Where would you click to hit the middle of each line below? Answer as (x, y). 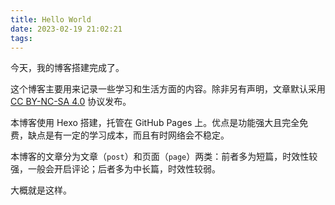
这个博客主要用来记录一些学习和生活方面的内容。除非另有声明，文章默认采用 (168, 89)
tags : (21, 38)
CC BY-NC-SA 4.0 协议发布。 (71, 102)
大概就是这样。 (41, 190)
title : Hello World (51, 19)
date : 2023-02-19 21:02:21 (66, 29)
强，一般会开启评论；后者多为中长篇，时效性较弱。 (115, 169)
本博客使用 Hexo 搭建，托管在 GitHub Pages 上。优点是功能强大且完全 (155, 123)
